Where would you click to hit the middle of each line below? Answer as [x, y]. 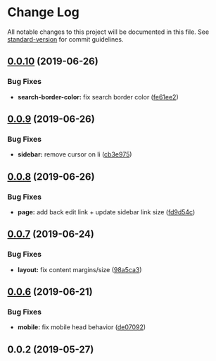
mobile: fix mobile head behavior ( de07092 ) [82, 327]
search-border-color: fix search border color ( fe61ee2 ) [98, 97]
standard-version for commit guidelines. [65, 39]
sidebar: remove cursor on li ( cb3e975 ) [75, 154]
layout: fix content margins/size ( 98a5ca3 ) [80, 269]
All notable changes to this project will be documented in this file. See [108, 32]
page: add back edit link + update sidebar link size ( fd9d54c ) [106, 212]
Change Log [43, 12]
